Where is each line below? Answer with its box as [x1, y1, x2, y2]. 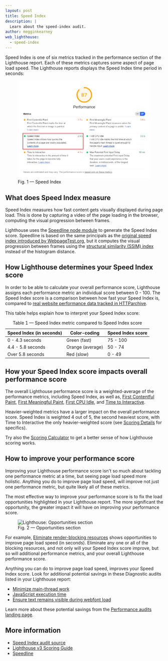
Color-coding [70, 330, 100, 336]
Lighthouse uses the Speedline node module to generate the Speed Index [5, 227, 157, 233]
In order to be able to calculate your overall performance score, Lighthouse [5, 284, 160, 290]
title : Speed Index [5, 13, 46, 19]
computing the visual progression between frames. [5, 218, 111, 224]
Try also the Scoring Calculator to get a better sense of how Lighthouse [5, 434, 153, 440]
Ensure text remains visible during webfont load [12, 596, 111, 603]
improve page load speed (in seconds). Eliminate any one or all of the [5, 539, 149, 545]
